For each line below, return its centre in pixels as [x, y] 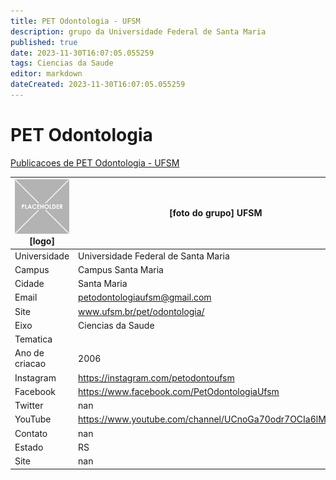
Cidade [29, 284]
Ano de [29, 353]
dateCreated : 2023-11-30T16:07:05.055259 [98, 85]
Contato [31, 433]
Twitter [29, 406]
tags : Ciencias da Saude [62, 63]
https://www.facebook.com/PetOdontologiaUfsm [179, 391]
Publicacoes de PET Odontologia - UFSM [95, 162]
